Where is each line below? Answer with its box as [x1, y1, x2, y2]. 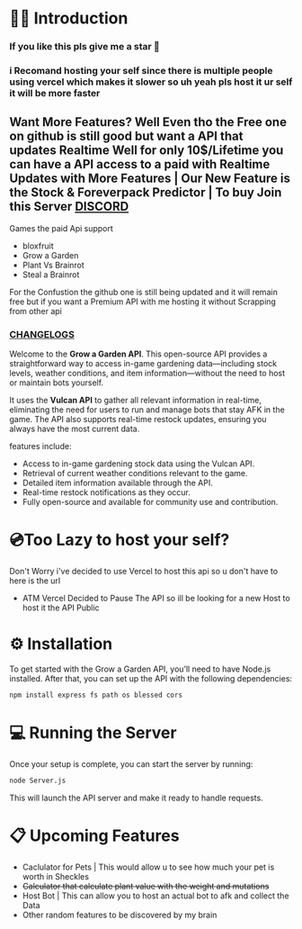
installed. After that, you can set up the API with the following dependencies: [9, 673, 293, 684]
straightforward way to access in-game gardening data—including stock [9, 358, 277, 369]
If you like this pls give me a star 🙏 [9, 41, 160, 53]
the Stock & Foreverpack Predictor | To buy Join [9, 185, 282, 201]
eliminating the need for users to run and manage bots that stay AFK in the [9, 404, 285, 415]
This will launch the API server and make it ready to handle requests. [9, 792, 263, 803]
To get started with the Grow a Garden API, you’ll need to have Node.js [9, 663, 271, 674]
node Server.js [9, 776, 67, 785]
